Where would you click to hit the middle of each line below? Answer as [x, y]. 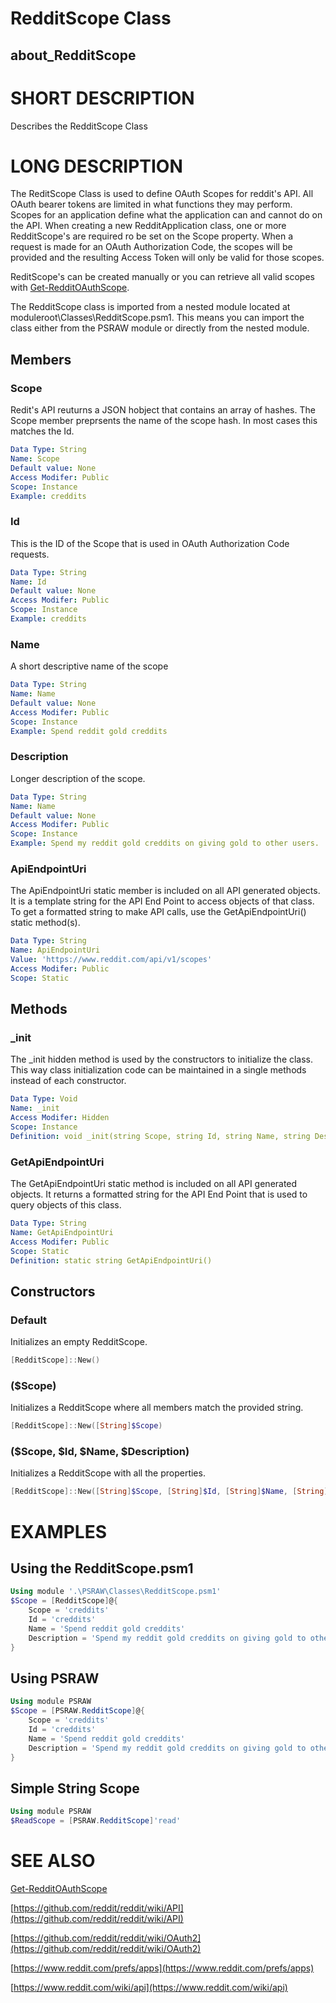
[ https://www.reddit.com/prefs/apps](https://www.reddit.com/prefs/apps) [162, 1968]
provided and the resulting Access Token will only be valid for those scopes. [167, 258]
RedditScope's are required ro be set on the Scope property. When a [151, 236]
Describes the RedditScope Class [79, 126]
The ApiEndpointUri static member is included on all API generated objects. [165, 891]
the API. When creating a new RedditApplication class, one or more [148, 226]
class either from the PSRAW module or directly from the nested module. [160, 328]
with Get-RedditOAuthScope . [70, 288]
